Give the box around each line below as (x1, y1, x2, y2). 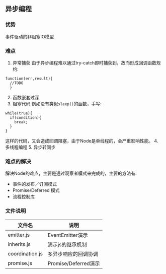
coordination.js (8, 250, 43, 257)
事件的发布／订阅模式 (12, 181, 57, 187)
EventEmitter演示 (47, 231, 88, 238)
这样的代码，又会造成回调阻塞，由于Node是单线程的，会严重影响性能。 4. (5, 138, 158, 144)
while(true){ (5, 110, 33, 116)
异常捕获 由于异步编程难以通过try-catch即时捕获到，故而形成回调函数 (12, 59, 157, 65)
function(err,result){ (5, 76, 53, 81)
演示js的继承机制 (47, 241, 87, 248)
